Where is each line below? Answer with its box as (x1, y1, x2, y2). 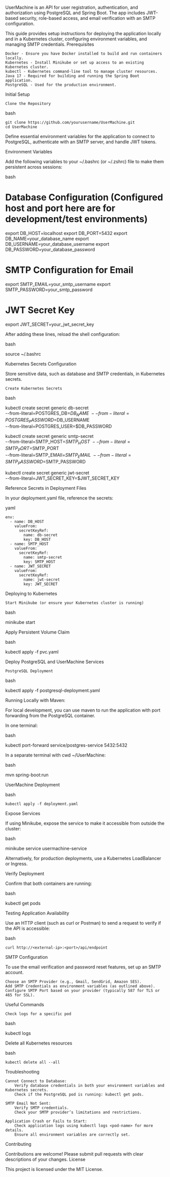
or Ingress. (5, 860, 28, 867)
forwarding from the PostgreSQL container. (5, 712, 95, 718)
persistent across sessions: (5, 164, 62, 170)
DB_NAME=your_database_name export (5, 236, 89, 242)
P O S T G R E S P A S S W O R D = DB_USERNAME (5, 416, 90, 424)
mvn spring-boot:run (5, 772, 49, 778)
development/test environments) (5, 214, 148, 225)
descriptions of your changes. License (5, 1156, 86, 1162)
